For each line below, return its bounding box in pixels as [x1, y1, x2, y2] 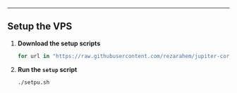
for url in [17, 52, 50, 59]
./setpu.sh [17, 78, 50, 86]
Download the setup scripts [17, 39, 101, 48]
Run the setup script [17, 65, 78, 73]
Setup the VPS [7, 20, 73, 32]
